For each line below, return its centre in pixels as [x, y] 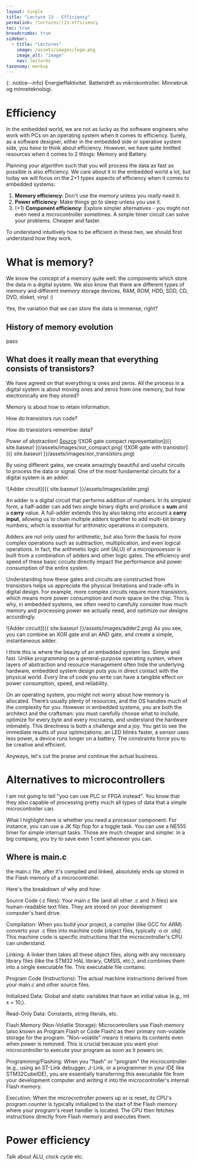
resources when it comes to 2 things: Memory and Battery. [77, 154]
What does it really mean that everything [82, 360]
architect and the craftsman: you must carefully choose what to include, [93, 713]
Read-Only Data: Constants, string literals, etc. [62, 1013]
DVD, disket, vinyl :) [30, 297]
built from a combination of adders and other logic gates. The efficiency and [98, 555]
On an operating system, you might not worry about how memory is [88, 694]
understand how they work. [39, 238]
